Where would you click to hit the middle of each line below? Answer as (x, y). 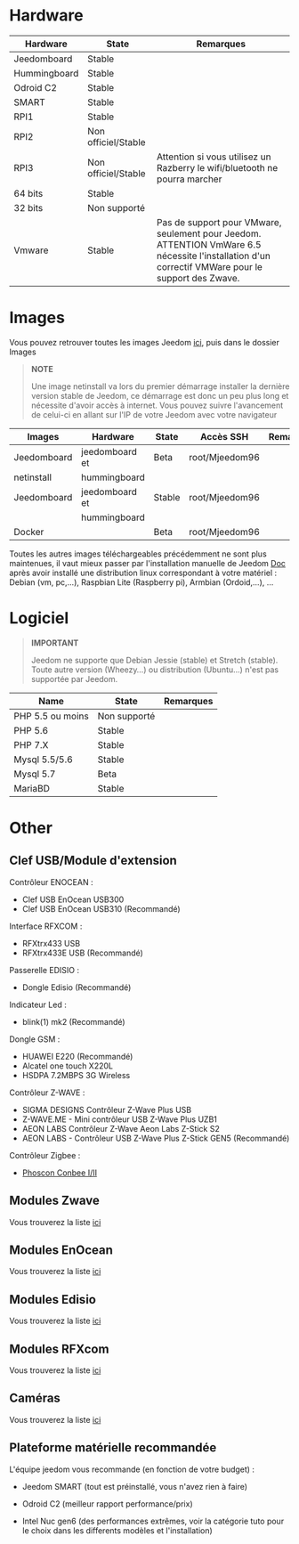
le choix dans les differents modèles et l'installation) (117, 1530)
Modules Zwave (54, 1201)
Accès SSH (224, 436)
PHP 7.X (31, 744)
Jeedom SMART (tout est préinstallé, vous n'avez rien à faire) (134, 1486)
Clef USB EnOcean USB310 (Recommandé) (101, 908)
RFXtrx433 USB (51, 943)
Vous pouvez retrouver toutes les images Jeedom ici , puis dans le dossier (145, 342)
